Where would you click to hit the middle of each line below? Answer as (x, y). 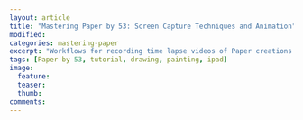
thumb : (30, 93)
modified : (28, 34)
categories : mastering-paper (64, 43)
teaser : (32, 85)
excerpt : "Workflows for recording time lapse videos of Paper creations (151, 51)
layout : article (40, 18)
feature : (34, 77)
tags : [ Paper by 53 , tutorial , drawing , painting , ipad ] (119, 60)
